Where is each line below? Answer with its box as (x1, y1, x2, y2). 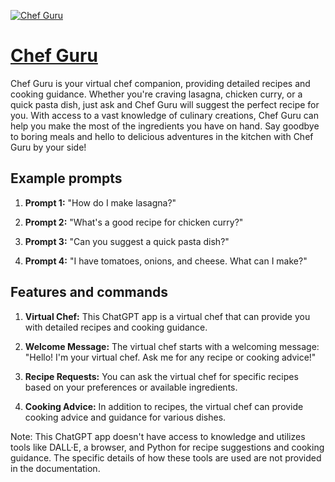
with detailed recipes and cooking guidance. (24, 321, 208, 333)
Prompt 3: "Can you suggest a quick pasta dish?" (24, 235, 230, 247)
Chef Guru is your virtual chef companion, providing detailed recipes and (10, 77, 311, 89)
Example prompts (10, 170, 123, 187)
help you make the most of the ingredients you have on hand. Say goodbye (10, 120, 320, 132)
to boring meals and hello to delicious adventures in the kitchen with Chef (10, 130, 314, 142)
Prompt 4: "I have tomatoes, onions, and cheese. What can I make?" (24, 255, 308, 267)
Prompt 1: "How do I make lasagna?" (24, 196, 177, 209)
